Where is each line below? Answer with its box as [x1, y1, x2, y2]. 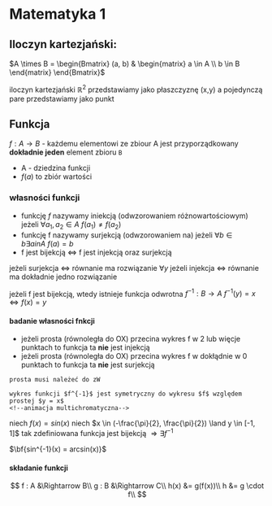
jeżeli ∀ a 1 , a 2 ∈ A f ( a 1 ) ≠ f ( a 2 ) [20, 219, 122, 231]
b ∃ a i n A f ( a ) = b [20, 238, 74, 248]
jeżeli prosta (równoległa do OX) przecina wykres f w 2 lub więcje [20, 334, 241, 344]
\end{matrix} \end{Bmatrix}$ [9, 68, 106, 77]
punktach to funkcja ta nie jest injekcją [20, 342, 150, 352]
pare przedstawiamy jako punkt [9, 94, 114, 103]
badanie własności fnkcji [9, 316, 96, 325]
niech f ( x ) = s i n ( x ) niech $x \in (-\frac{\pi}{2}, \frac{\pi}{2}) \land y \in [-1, [9, 418, 256, 428]
